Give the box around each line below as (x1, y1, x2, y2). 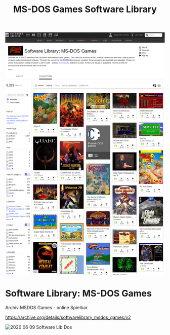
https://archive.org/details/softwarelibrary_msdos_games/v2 (5, 314, 131, 320)
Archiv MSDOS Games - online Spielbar (5, 304, 88, 310)
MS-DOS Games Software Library (13, 4, 157, 15)
